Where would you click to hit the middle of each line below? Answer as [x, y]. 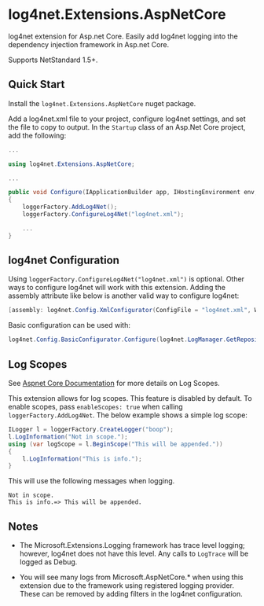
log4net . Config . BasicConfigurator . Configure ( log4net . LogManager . [117, 340]
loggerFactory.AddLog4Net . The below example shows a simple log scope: [128, 415]
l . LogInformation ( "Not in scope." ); [68, 437]
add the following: [37, 135]
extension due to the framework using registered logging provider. [126, 586]
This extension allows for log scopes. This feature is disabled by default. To [130, 398]
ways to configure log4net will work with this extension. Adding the [117, 288]
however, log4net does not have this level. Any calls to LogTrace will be [134, 554]
